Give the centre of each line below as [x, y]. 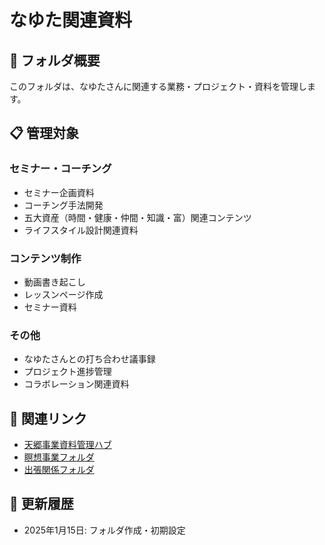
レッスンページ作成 [63, 294]
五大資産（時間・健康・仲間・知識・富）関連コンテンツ [137, 217]
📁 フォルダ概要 [55, 60]
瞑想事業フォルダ [59, 457]
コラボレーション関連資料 [76, 384]
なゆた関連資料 [71, 20]
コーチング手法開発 [63, 205]
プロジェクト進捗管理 [67, 372]
